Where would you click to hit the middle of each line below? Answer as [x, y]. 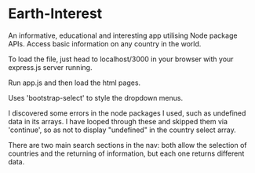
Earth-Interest [55, 14]
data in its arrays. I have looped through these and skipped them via [118, 121]
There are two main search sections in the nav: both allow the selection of [127, 145]
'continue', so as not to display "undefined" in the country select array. [122, 130]
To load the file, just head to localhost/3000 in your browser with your [121, 59]
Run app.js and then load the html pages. [75, 83]
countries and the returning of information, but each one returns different [126, 153]
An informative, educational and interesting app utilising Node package [123, 35]
